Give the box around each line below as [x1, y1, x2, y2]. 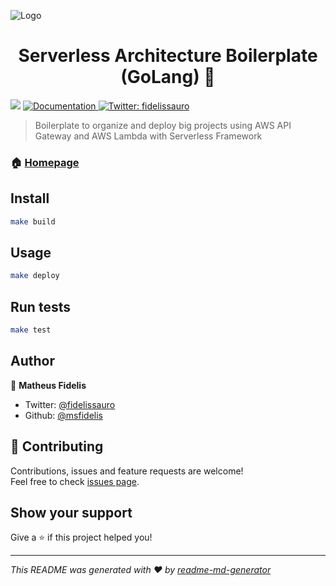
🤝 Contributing [10, 438, 104, 455]
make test [10, 325, 52, 335]
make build [10, 216, 56, 227]
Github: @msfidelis [24, 409, 103, 421]
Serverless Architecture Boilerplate [18, 45, 318, 67]
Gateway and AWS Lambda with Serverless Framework [34, 130, 263, 142]
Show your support [10, 504, 133, 521]
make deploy [10, 271, 60, 281]
